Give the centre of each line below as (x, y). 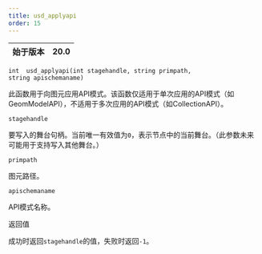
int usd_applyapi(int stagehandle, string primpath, (100, 71)
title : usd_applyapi (43, 16)
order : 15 (25, 23)
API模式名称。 (32, 207)
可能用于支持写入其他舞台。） (56, 144)
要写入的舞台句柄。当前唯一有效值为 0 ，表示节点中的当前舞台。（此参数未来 (131, 135)
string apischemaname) (46, 78)
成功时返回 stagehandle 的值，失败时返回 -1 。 (81, 240)
